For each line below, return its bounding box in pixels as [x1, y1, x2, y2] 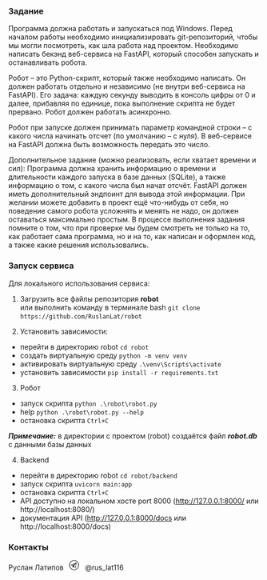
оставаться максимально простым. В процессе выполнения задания [8, 214, 245, 225]
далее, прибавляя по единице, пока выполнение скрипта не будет [8, 98, 236, 109]
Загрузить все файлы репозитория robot [19, 294, 159, 303]
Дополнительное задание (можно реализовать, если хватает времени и [8, 155, 257, 165]
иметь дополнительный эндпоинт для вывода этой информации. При [8, 190, 245, 199]
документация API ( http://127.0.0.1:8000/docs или [19, 513, 186, 522]
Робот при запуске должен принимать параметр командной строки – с [8, 122, 253, 133]
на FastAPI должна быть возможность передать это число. [8, 140, 210, 150]
